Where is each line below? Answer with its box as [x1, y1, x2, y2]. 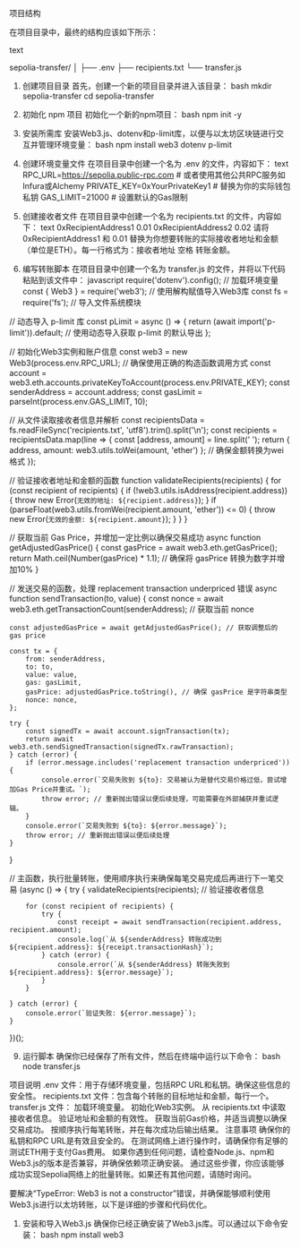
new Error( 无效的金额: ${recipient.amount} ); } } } [9, 514, 188, 524]
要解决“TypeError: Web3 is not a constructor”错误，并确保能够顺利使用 [9, 1188, 271, 1198]
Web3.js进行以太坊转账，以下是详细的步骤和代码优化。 [9, 1199, 212, 1210]
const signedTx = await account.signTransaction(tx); [25, 727, 230, 736]
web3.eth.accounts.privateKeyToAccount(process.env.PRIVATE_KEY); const [9, 377, 290, 388]
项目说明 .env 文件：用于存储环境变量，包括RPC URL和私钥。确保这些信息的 [9, 1080, 291, 1090]
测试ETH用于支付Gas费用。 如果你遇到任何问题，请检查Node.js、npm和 [9, 1147, 275, 1157]
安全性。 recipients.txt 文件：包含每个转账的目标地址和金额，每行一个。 [9, 1091, 274, 1101]
